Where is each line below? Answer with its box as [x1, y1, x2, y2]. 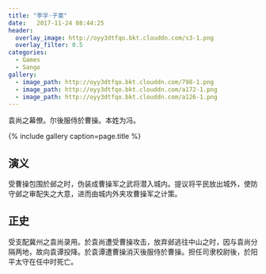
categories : [8, 48, 47, 56]
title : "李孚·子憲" [8, 11, 68, 20]
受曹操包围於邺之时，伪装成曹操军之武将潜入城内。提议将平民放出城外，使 [8, 179, 251, 189]
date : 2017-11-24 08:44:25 [8, 19, 104, 27]
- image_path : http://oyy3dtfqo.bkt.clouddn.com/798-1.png [15, 78, 215, 86]
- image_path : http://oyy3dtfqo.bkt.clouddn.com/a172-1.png [15, 85, 218, 94]
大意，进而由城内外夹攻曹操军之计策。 [56, 189, 182, 199]
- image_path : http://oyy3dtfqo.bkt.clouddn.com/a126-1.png [15, 93, 218, 101]
